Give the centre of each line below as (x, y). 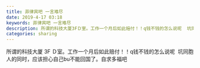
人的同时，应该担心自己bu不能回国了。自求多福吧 (67, 59)
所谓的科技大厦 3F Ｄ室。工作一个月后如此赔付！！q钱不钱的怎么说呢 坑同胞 (100, 52)
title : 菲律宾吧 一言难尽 (35, 12)
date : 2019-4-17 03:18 (34, 17)
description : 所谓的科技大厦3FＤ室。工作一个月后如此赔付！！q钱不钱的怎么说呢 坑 (99, 28)
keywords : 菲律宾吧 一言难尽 (39, 23)
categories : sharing (32, 34)
